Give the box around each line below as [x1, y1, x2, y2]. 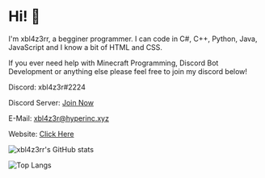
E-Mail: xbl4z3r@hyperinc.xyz [8, 113, 109, 123]
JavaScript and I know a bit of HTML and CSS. [8, 42, 163, 52]
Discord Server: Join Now [8, 97, 95, 107]
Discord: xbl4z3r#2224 [8, 82, 86, 92]
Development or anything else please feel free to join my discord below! [8, 66, 248, 76]
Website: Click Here [8, 129, 74, 139]
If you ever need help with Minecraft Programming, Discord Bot [8, 58, 219, 68]
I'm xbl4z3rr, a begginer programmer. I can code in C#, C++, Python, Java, [8, 34, 258, 43]
